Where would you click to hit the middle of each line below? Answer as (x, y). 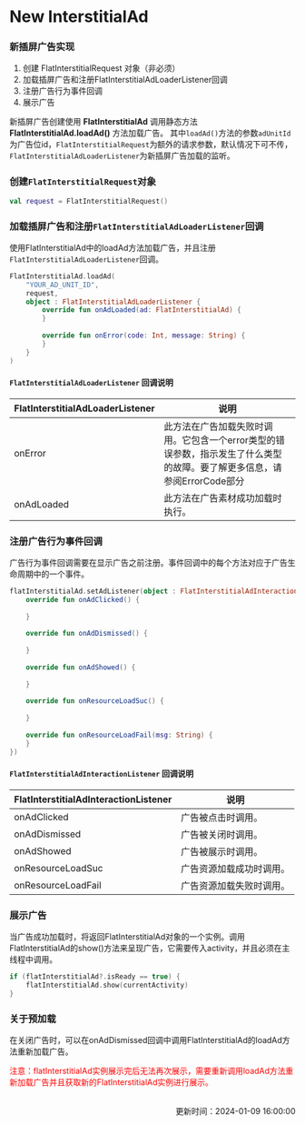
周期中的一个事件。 (53, 574)
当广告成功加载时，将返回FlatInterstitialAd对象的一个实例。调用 (127, 937)
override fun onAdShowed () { (81, 667)
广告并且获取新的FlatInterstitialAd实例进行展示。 (123, 1082)
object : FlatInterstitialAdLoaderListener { (113, 302)
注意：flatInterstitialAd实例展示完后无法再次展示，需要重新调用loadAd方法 (148, 1071)
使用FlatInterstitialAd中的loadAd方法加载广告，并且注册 (113, 247)
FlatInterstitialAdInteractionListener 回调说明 (102, 774)
